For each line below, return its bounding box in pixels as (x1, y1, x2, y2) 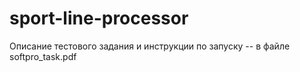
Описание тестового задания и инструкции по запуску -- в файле (9, 40, 291, 52)
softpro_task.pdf (9, 50, 77, 62)
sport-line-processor (9, 7, 189, 30)
